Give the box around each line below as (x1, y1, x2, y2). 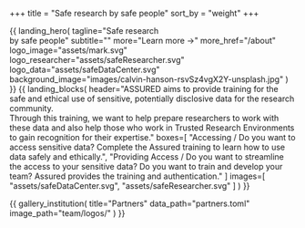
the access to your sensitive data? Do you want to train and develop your (9, 161, 283, 171)
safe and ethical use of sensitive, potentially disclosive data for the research (9, 93, 295, 104)
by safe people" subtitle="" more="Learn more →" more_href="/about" (9, 36, 276, 46)
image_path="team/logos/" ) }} (9, 208, 126, 218)
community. (9, 103, 54, 113)
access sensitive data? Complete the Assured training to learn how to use (9, 141, 285, 152)
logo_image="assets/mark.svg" (9, 45, 127, 56)
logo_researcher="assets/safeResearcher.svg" (9, 55, 185, 65)
